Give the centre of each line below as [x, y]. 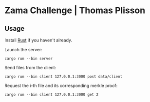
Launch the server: [23, 50]
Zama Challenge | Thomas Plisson [75, 10]
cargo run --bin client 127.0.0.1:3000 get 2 [51, 95]
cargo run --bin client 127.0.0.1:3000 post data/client [64, 77]
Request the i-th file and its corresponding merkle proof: [61, 86]
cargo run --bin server [29, 59]
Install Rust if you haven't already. [38, 40]
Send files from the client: [30, 68]
